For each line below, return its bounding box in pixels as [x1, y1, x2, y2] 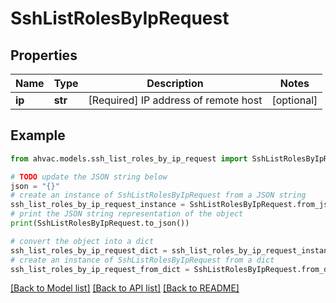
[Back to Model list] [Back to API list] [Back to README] [10, 282, 240, 294]
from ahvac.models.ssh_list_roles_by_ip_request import [10, 153, 248, 164]
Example [10, 127, 66, 144]
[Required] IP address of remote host [88, 93, 263, 107]
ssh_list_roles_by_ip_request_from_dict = [10, 264, 190, 274]
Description [146, 77, 204, 90]
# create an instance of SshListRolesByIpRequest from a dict [10, 255, 275, 265]
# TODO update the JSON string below [10, 172, 168, 182]
